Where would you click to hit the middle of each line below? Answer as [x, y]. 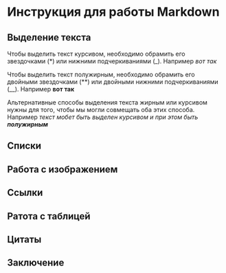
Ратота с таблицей [49, 216]
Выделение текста [49, 37]
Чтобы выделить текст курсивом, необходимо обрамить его [96, 54]
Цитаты [24, 239]
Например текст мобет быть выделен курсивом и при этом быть [103, 117]
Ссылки [25, 193]
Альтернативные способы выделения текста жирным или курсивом [108, 102]
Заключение [36, 263]
